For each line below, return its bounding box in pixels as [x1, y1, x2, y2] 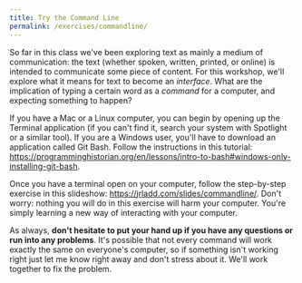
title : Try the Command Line [9, 13, 120, 23]
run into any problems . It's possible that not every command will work [9, 234, 273, 245]
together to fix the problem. [9, 263, 112, 274]
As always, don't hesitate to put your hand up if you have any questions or [9, 224, 293, 236]
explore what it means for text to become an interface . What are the [9, 75, 263, 86]
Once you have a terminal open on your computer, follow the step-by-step [9, 178, 287, 189]
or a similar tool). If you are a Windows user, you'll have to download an [9, 132, 277, 142]
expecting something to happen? [9, 94, 132, 105]
